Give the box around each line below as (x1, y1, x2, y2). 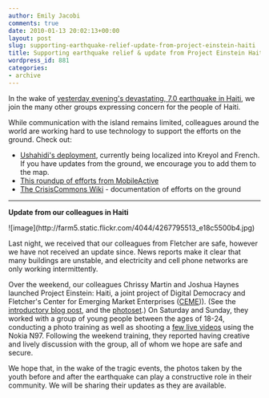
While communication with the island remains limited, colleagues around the (8, 117, 259, 127)
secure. (8, 347, 34, 357)
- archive (8, 71, 42, 79)
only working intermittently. (8, 264, 98, 274)
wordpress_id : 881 (8, 57, 70, 65)
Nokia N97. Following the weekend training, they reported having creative (8, 331, 251, 340)
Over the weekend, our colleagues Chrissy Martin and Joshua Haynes (8, 279, 239, 289)
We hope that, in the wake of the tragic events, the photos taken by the (8, 363, 243, 373)
